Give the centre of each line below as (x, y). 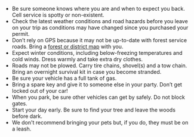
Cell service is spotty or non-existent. (58, 15)
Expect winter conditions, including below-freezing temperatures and (97, 53)
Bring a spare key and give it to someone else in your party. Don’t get (97, 85)
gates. (20, 103)
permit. (21, 34)
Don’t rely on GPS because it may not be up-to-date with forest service (99, 40)
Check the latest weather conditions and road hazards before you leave (100, 21)
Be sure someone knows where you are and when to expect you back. (98, 9)
